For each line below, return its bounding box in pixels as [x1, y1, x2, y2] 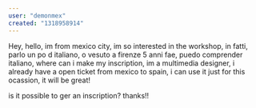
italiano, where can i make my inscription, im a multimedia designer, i [8, 58, 235, 68]
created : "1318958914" [8, 19, 84, 27]
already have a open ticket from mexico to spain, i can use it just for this [8, 66, 246, 76]
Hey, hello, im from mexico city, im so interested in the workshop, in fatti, [8, 41, 248, 50]
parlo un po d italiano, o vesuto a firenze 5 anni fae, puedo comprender [8, 50, 243, 59]
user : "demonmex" [8, 11, 66, 20]
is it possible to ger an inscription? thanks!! [8, 90, 150, 100]
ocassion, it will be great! [8, 75, 90, 85]
